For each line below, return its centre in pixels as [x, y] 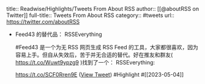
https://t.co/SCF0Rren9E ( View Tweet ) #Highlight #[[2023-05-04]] [99, 75]
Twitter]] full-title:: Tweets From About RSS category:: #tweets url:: [90, 15]
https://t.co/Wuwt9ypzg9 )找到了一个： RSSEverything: [85, 62]
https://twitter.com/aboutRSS [43, 22]
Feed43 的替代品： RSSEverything [58, 34]
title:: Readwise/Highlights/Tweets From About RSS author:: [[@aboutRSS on [103, 9]
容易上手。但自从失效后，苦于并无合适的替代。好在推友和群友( [94, 55]
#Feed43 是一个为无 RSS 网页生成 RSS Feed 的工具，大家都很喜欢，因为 [107, 47]
